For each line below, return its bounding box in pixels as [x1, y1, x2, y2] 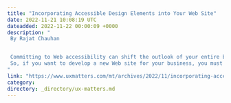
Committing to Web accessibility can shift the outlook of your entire [10, 54, 220, 61]
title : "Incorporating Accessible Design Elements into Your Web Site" [7, 10, 217, 17]
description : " [7, 29, 51, 36]
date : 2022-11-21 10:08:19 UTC [7, 16, 97, 23]
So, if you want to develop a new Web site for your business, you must [10, 60, 223, 67]
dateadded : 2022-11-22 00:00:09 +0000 [7, 23, 118, 29]
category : [7, 79, 36, 86]
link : [7, 72, 23, 79]
